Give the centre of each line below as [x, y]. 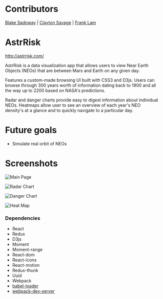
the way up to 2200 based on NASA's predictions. [55, 90]
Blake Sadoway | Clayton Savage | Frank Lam [51, 23]
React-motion [26, 265]
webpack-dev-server [33, 291]
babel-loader [25, 286]
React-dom [23, 255]
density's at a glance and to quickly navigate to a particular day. [69, 110]
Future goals [31, 130]
